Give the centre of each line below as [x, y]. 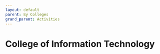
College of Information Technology [80, 44]
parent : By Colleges [27, 14]
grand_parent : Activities [32, 19]
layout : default [22, 10]
